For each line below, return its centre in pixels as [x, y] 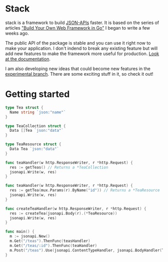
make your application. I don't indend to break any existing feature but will [81, 48]
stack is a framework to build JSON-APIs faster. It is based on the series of [82, 23]
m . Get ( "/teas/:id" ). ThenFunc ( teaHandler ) [53, 245]
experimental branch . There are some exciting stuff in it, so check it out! [79, 74]
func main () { [20, 232]
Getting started [37, 94]
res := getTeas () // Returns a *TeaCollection [59, 167]
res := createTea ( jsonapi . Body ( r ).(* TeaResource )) [63, 213]
